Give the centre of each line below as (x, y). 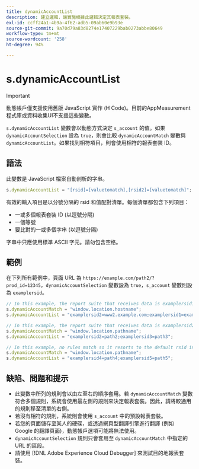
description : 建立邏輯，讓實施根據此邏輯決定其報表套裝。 (70, 17)
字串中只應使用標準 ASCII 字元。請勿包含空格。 (64, 242)
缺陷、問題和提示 (37, 378)
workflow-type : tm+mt (33, 34)
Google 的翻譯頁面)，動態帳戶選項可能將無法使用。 (77, 431)
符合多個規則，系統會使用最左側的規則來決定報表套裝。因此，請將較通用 (103, 401)
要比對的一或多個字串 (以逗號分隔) (56, 229)
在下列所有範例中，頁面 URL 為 (44, 278)
